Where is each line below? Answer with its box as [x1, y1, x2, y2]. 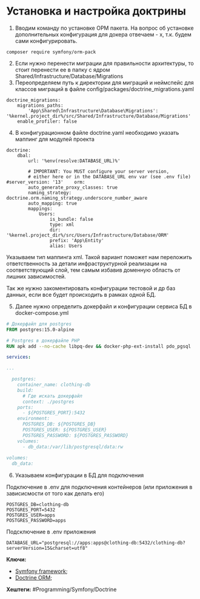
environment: [17, 416, 50, 422]
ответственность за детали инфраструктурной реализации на [6, 260, 167, 267]
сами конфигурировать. [15, 37, 78, 44]
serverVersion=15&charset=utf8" [6, 545, 88, 552]
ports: [17, 404, 34, 410]
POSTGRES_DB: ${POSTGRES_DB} [22, 421, 96, 427]
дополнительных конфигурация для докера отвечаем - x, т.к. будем [15, 30, 192, 38]
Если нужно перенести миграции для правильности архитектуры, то [15, 59, 194, 67]
